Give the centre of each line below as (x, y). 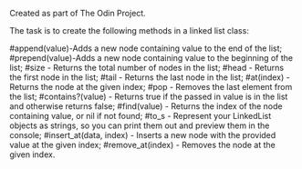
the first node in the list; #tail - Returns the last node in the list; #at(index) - (150, 77)
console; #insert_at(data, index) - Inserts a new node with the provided (143, 135)
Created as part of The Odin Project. (78, 13)
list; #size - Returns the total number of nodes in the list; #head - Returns (147, 68)
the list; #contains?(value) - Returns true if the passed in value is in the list (149, 96)
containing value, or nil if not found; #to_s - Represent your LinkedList (141, 116)
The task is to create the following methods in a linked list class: (129, 30)
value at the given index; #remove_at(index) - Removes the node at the (143, 145)
